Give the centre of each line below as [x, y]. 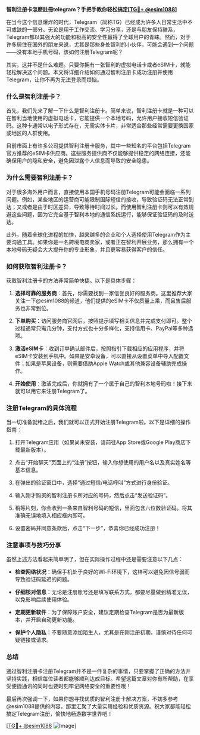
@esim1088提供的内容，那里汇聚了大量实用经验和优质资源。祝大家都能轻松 [99, 706]
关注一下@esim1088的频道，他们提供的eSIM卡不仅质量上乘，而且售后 [100, 301]
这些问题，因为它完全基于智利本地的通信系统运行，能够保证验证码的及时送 [102, 214]
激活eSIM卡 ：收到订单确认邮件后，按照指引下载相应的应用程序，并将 [99, 348]
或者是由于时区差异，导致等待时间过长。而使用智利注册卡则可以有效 [105, 207]
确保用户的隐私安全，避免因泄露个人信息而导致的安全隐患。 [79, 161]
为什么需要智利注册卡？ [40, 177]
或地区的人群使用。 [30, 133]
